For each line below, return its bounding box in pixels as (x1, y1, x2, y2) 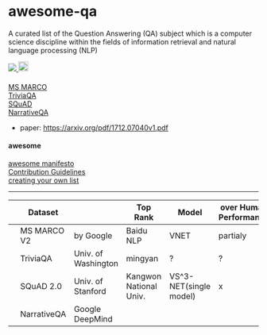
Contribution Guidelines (8, 167, 86, 176)
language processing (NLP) (8, 45, 98, 55)
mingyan (126, 252, 159, 264)
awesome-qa (8, 2, 98, 21)
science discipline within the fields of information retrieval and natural (8, 37, 237, 46)
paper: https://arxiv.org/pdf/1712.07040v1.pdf (19, 122, 168, 133)
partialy (218, 229, 247, 241)
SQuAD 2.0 (20, 280, 62, 291)
